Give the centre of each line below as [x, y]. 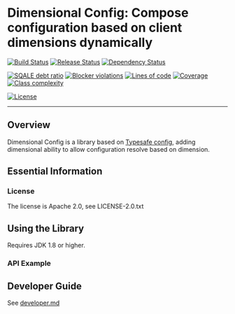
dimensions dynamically [80, 43]
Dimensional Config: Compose [98, 13]
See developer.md [34, 303]
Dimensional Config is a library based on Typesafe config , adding [101, 142]
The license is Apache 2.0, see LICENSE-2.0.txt [76, 206]
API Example [29, 264]
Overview [29, 125]
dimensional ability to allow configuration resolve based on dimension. [108, 149]
